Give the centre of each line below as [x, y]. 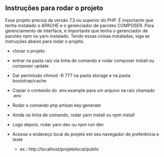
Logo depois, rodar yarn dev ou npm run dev [58, 124]
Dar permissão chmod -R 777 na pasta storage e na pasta [71, 75]
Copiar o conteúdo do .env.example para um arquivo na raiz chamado [83, 90]
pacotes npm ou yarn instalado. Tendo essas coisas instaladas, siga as [78, 36]
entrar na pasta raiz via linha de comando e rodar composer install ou [83, 60]
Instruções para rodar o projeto [54, 8]
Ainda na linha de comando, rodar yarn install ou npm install [73, 115]
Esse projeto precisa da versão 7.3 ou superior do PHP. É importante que [79, 20]
